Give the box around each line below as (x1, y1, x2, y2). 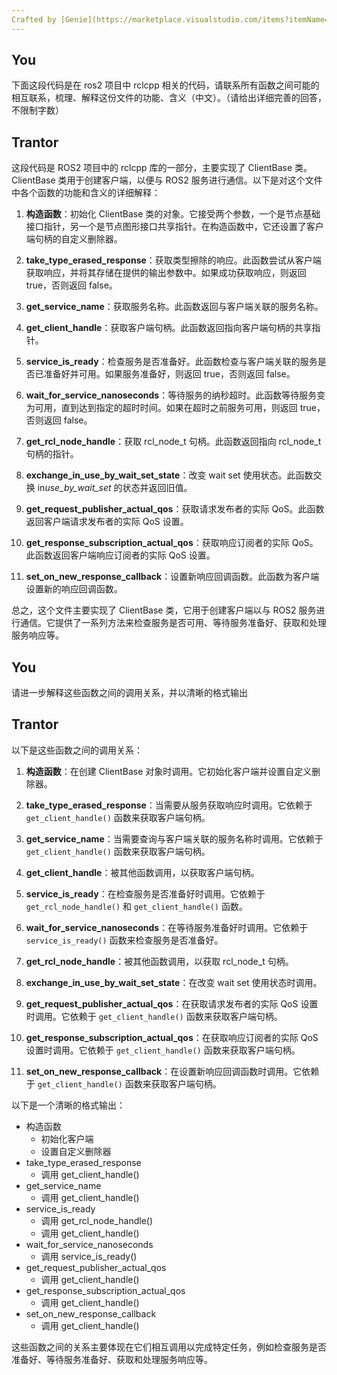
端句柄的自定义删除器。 (25, 233, 123, 245)
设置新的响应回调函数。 (25, 583, 123, 595)
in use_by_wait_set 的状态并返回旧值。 (37, 482, 193, 494)
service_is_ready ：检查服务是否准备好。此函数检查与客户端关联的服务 (25, 356, 318, 368)
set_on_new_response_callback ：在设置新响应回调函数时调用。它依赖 (25, 1065, 320, 1077)
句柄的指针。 (25, 448, 79, 460)
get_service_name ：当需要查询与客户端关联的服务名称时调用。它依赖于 (25, 832, 324, 845)
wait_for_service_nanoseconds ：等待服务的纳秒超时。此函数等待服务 (25, 389, 318, 401)
